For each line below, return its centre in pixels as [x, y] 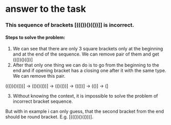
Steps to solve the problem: [35, 37]
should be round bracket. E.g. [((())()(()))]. [49, 117]
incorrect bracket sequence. [43, 101]
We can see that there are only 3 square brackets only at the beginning [88, 49]
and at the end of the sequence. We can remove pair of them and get [86, 54]
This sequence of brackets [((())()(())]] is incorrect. [70, 25]
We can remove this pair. [39, 76]
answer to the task [46, 9]
